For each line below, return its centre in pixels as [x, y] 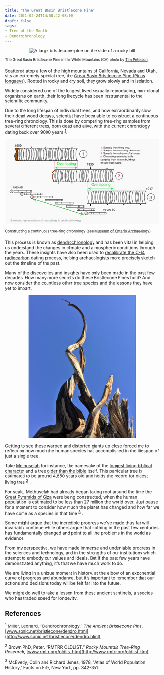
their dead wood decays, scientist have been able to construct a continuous [82, 116]
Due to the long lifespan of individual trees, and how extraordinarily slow [78, 110]
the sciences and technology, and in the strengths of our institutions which [80, 553]
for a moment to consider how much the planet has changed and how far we [82, 507]
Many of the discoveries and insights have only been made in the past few [80, 273]
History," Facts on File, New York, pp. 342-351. [52, 668]
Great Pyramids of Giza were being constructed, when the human [71, 497]
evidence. [15, 538]
